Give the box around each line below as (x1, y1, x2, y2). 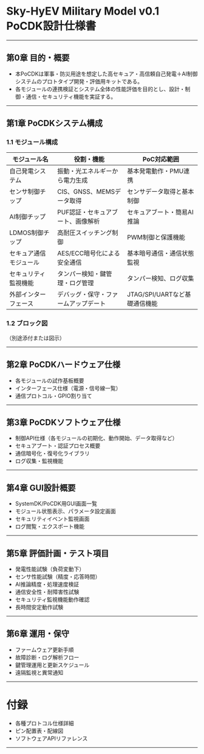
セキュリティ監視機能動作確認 (15, 596, 90, 603)
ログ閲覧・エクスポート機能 (15, 523, 85, 530)
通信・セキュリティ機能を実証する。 (25, 93, 117, 100)
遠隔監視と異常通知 (15, 669, 64, 676)
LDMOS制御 (9, 228, 44, 237)
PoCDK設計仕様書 (6, 19, 97, 33)
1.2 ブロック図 (6, 319, 48, 328)
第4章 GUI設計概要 (6, 482, 76, 493)
